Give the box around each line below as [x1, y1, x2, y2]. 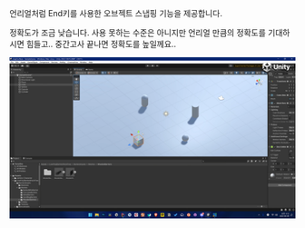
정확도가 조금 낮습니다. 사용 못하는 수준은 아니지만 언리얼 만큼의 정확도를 [9, 27, 266, 38]
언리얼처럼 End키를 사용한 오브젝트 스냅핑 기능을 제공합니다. [9, 8, 222, 18]
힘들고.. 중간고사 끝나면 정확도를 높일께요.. [25, 39, 177, 49]
